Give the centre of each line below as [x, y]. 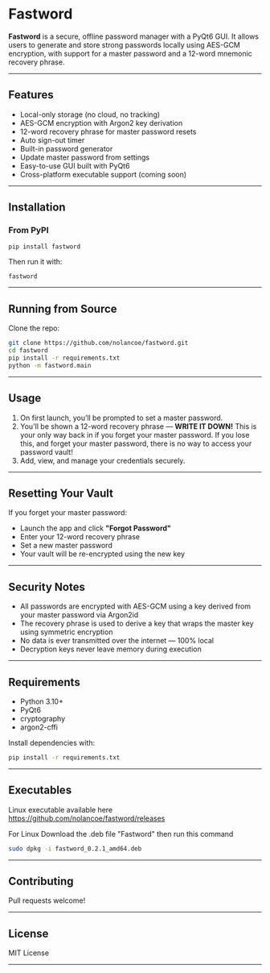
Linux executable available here [61, 809]
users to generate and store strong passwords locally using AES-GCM [125, 44]
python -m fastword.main [50, 365]
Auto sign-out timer [52, 140]
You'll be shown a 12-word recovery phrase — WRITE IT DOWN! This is [138, 426]
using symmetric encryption [66, 632]
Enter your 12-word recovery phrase [80, 537]
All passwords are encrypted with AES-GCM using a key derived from [135, 606]
